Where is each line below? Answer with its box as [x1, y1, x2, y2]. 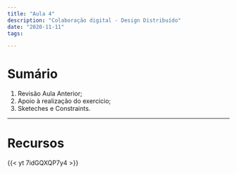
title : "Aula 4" [7, 10, 55, 18]
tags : [7, 29, 23, 37]
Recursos [7, 135, 65, 152]
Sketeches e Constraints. [17, 105, 91, 113]
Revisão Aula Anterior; [17, 89, 83, 98]
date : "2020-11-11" [7, 23, 65, 30]
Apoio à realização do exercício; [17, 97, 111, 105]
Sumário [7, 66, 58, 82]
